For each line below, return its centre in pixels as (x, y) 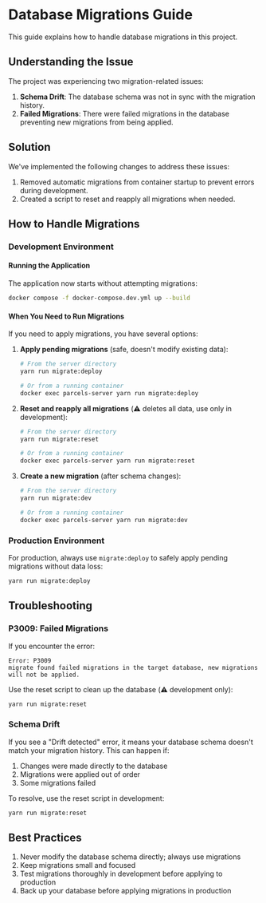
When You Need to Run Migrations (66, 316)
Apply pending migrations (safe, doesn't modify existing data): (124, 350)
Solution (29, 147)
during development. (54, 190)
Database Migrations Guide (101, 15)
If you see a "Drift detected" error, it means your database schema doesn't (131, 742)
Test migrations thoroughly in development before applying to (121, 874)
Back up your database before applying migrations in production (125, 891)
